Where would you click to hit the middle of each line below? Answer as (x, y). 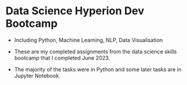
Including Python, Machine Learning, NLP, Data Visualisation (88, 40)
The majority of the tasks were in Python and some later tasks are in (98, 69)
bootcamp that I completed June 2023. (62, 58)
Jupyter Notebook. (37, 75)
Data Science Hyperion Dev (75, 11)
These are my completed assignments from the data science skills (95, 51)
